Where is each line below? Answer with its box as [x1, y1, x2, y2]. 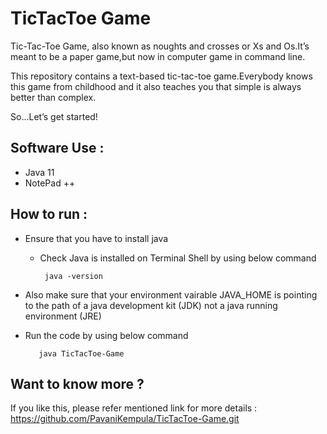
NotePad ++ [24, 177, 76, 189]
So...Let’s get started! [10, 110, 98, 122]
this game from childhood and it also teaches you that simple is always [10, 80, 302, 92]
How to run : [10, 206, 88, 223]
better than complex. [10, 91, 97, 103]
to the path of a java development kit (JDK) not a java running [24, 299, 278, 311]
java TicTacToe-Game [38, 348, 125, 359]
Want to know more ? [10, 375, 145, 392]
